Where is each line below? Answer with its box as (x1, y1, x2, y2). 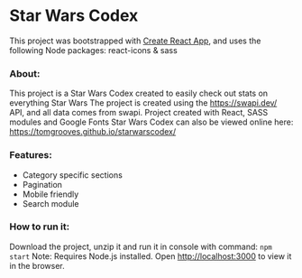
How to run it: (9, 220, 70, 233)
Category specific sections (22, 169, 124, 181)
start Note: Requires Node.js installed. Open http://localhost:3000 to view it (9, 250, 292, 262)
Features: (9, 149, 52, 162)
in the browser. (9, 260, 65, 271)
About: (9, 67, 41, 79)
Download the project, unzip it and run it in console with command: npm (9, 241, 272, 252)
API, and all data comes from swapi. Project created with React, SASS (9, 107, 269, 118)
